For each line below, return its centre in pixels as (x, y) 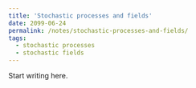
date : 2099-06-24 (37, 23)
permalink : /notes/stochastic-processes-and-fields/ (98, 30)
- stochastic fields (50, 53)
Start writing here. (38, 76)
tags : (17, 38)
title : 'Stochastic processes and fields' (80, 16)
